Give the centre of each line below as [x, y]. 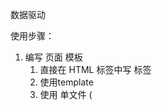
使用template [66, 82]
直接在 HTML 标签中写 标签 [95, 69]
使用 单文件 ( [66, 94]
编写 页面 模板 [53, 57]
